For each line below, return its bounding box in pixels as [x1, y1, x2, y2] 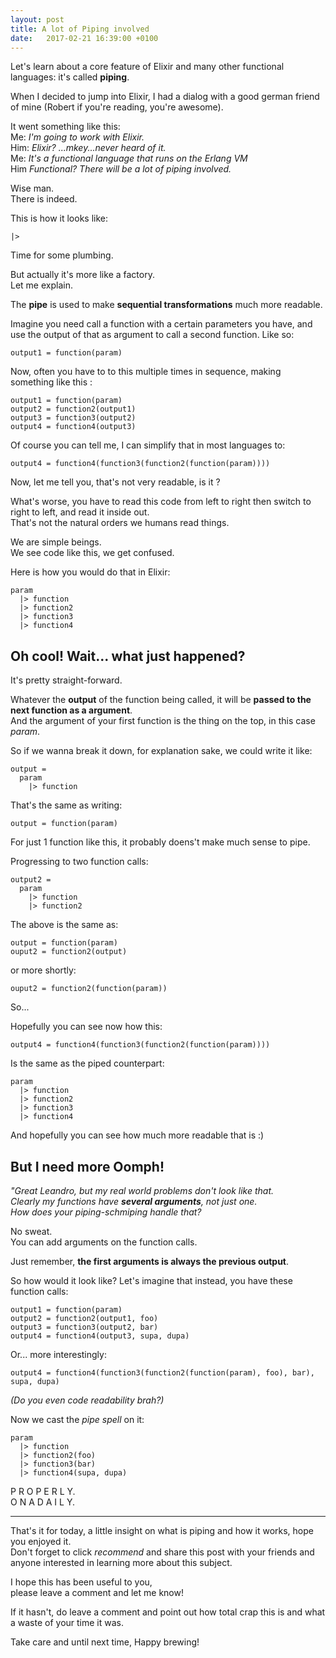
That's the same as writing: [10, 799, 123, 811]
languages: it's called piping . [10, 71, 130, 83]
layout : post [10, 14, 65, 25]
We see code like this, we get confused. [10, 547, 175, 559]
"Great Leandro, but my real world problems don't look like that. [10, 1185, 275, 1196]
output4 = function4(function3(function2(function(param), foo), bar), [10, 1368, 315, 1378]
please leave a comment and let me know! [10, 1587, 184, 1598]
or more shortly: [10, 964, 77, 976]
